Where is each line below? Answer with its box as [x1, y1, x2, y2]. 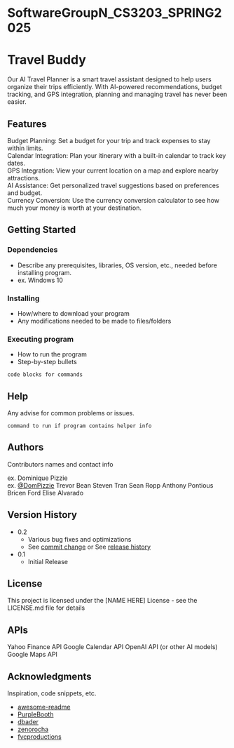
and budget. [7, 188, 43, 197]
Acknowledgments [7, 670, 92, 682]
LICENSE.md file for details [7, 603, 85, 612]
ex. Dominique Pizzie [7, 474, 68, 482]
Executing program [7, 334, 74, 344]
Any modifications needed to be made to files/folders [17, 316, 172, 325]
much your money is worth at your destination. [7, 203, 142, 212]
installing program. [17, 268, 72, 276]
